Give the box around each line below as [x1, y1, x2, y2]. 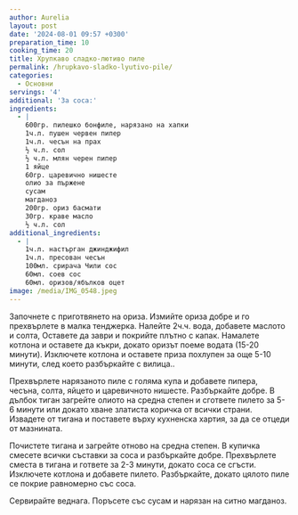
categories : [9, 71, 53, 80]
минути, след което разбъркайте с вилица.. [9, 358, 175, 369]
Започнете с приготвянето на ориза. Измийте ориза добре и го [9, 311, 251, 322]
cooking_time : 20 [9, 46, 74, 55]
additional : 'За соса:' [9, 95, 98, 105]
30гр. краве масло [25, 211, 93, 221]
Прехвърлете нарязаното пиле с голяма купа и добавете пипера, [9, 375, 258, 386]
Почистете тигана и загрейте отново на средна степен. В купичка [9, 440, 261, 451]
